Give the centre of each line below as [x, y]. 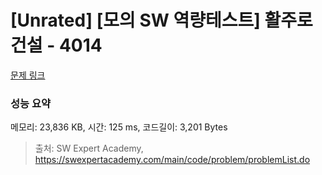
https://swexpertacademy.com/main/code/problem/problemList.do [172, 160]
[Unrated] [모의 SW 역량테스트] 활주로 [161, 20]
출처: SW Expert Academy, [89, 148]
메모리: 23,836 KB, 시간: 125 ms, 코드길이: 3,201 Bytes [119, 127]
